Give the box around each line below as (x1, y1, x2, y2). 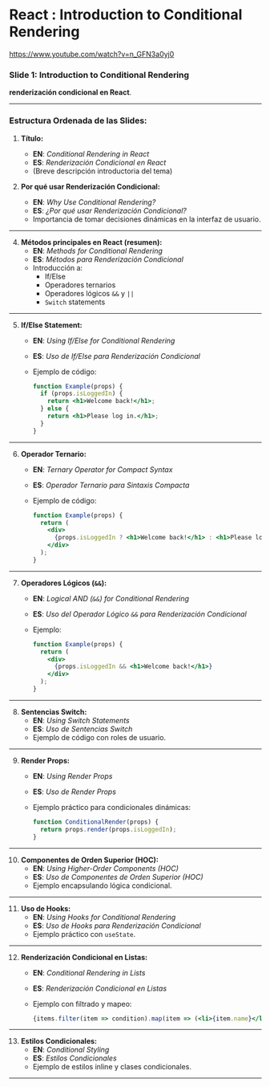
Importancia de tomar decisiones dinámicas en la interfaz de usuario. (32, 214, 261, 224)
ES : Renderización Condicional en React (32, 157, 167, 167)
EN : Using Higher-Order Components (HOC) (32, 863, 179, 873)
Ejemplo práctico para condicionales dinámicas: (32, 802, 191, 812)
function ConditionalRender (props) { (32, 817, 159, 826)
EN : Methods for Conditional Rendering (32, 246, 163, 255)
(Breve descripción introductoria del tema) (32, 166, 173, 176)
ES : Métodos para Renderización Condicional (32, 254, 183, 264)
